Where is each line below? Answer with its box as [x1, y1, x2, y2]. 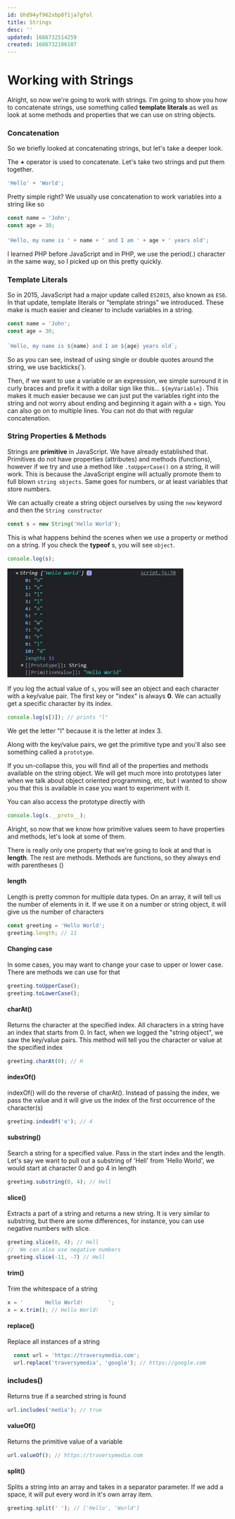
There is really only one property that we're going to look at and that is [7, 845, 212, 854]
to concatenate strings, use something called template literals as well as [7, 103, 218, 112]
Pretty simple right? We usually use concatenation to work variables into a [7, 192, 222, 201]
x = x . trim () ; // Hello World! [7, 1306, 99, 1313]
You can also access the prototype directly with [7, 797, 146, 806]
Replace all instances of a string [7, 1337, 100, 1346]
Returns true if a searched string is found [7, 1391, 127, 1400]
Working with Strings [7, 73, 134, 88]
